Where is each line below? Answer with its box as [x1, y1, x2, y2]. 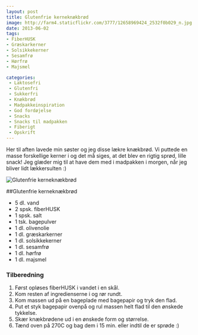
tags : [6, 31, 20, 37]
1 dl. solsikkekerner [14, 237, 62, 244]
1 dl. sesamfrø [14, 244, 49, 250]
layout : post [6, 8, 39, 15]
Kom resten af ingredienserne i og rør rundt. [14, 291, 123, 298]
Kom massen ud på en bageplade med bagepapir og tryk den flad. [14, 297, 177, 304]
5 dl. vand [14, 199, 40, 206]
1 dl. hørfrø [14, 250, 41, 257]
